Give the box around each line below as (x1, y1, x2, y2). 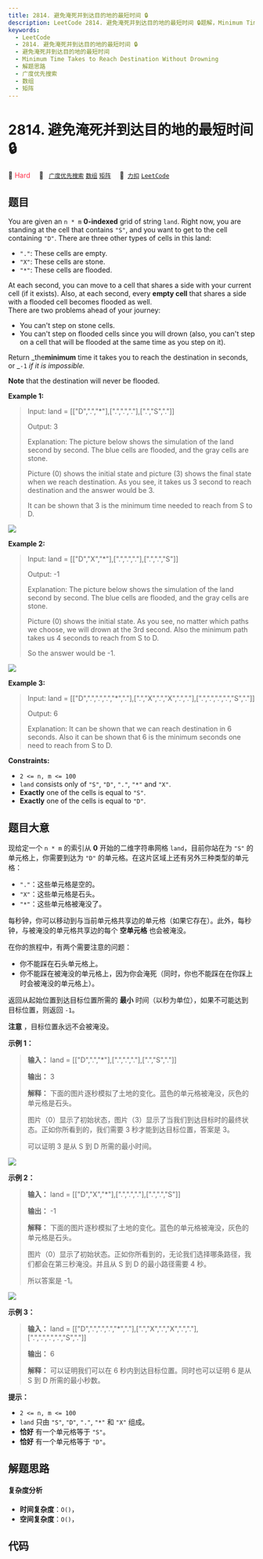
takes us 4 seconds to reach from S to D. (27, 633, 160, 643)
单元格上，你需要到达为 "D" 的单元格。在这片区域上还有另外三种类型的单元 (8, 853, 249, 862)
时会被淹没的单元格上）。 (19, 978, 99, 988)
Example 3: (8, 678, 45, 688)
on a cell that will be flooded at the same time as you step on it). (19, 338, 226, 347)
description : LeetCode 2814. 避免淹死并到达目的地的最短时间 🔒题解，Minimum (8, 19, 243, 27)
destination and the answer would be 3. (27, 486, 155, 495)
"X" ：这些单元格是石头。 (19, 889, 99, 899)
